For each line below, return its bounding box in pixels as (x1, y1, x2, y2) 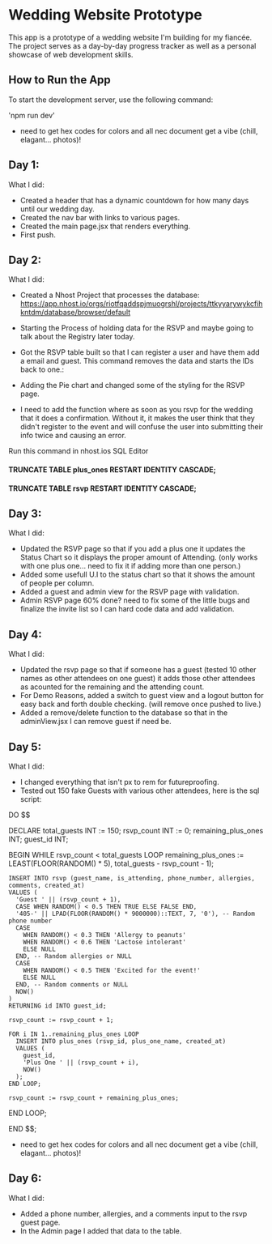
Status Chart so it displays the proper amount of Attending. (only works (19, 552, 258, 562)
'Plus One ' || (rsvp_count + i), (23, 1059, 139, 1067)
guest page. (19, 1217, 61, 1227)
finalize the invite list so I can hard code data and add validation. (19, 604, 235, 614)
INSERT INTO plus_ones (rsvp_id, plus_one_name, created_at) (15, 1037, 227, 1046)
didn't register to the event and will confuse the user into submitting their (19, 422, 264, 432)
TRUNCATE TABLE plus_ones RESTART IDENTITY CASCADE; (8, 464, 216, 475)
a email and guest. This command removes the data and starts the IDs (19, 356, 254, 366)
